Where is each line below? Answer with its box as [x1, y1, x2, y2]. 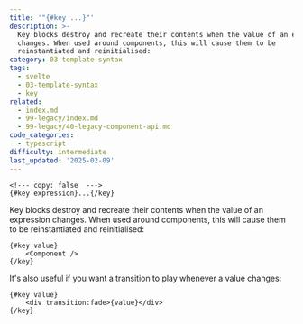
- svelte [17, 72, 50, 81]
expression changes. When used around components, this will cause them [9, 214, 287, 225]
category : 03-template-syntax [9, 55, 124, 64]
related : [9, 97, 42, 106]
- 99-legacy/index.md [17, 114, 99, 123]
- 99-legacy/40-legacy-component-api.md [17, 123, 171, 132]
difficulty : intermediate [9, 147, 106, 156]
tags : [9, 64, 30, 73]
